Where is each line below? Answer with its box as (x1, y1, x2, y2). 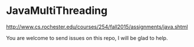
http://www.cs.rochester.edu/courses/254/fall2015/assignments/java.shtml (6, 23, 188, 30)
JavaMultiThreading (6, 4, 108, 17)
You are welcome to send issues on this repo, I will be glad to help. (6, 34, 168, 41)
